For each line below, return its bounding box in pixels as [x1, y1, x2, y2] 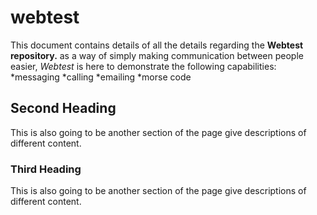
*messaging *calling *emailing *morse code [10, 71, 192, 83]
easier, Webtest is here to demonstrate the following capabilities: [10, 60, 277, 72]
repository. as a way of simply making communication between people [10, 49, 304, 61]
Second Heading [10, 100, 117, 117]
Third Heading [10, 162, 82, 176]
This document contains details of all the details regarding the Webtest [10, 39, 304, 51]
